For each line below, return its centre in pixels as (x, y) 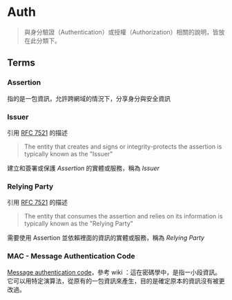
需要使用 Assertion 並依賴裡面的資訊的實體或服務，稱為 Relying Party (106, 238)
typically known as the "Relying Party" (78, 224)
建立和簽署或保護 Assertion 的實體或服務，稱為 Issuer (84, 168)
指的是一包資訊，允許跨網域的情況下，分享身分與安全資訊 (89, 98)
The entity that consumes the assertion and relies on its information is (123, 216)
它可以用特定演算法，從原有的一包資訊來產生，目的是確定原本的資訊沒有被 (113, 281)
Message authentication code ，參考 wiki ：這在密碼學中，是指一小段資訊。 (114, 272)
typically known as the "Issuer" (68, 153)
